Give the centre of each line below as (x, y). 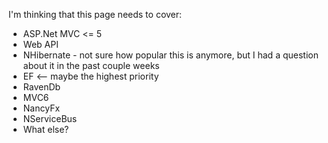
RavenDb (41, 87)
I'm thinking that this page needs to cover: (95, 14)
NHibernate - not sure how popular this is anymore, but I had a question (170, 55)
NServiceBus (50, 118)
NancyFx (41, 108)
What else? (46, 129)
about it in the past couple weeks (91, 65)
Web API (40, 44)
